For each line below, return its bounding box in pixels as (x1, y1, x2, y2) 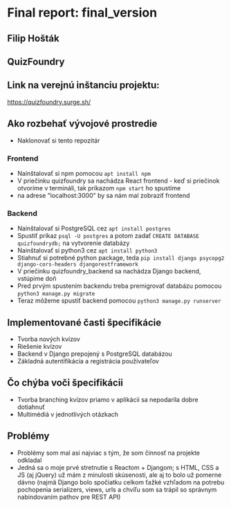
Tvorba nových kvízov (17, 335, 81, 343)
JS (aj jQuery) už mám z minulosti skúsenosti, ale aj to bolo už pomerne (17, 471, 222, 479)
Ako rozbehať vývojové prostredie (7, 118, 158, 129)
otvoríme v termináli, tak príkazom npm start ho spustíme (17, 183, 181, 192)
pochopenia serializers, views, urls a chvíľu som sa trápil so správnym (17, 485, 217, 493)
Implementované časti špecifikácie (7, 316, 161, 328)
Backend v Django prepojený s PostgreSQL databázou (17, 350, 173, 358)
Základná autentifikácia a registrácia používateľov (17, 357, 159, 365)
